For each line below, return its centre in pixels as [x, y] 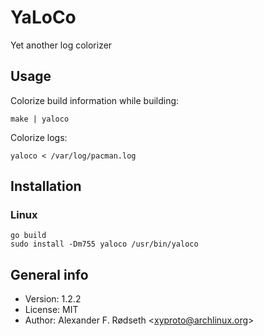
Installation [46, 186]
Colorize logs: [39, 137]
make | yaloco [40, 119]
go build [28, 236]
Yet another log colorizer [61, 45]
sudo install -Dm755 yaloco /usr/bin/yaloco [104, 244]
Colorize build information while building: [95, 100]
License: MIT [51, 310]
